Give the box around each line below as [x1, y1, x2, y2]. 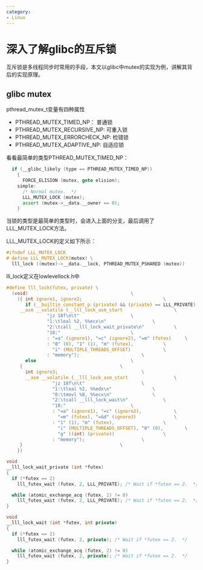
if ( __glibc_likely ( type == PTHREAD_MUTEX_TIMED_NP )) [11, 166, 153, 172]
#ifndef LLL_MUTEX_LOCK [6, 250, 66, 256]
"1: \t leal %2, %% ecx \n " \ [47, 319, 155, 325]
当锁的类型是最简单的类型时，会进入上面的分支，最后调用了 [6, 217, 155, 224]
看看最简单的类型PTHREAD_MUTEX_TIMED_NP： [6, 154, 129, 161]
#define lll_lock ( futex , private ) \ [6, 285, 98, 291]
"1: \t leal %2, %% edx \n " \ [52, 386, 155, 392]
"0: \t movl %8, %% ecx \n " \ [52, 391, 155, 398]
